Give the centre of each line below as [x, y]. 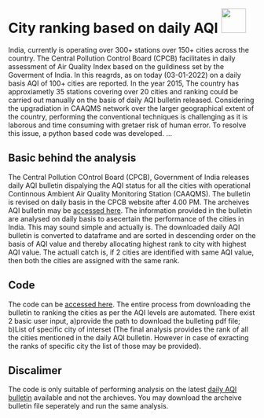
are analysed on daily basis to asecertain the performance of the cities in [126, 218]
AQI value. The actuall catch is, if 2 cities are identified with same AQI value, [131, 252]
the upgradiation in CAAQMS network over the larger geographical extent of [131, 108]
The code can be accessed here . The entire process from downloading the [130, 304]
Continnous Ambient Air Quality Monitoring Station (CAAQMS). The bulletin [130, 193]
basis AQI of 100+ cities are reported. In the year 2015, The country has [124, 83]
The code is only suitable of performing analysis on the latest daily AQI [123, 390]
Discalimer [35, 370]
